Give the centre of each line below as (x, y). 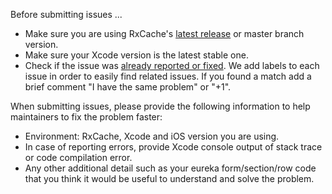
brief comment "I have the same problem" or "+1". (128, 87)
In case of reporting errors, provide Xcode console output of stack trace (173, 147)
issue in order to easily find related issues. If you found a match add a (168, 76)
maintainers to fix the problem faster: (86, 117)
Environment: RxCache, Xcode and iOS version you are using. (152, 136)
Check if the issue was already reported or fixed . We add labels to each (172, 65)
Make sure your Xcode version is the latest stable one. (136, 55)
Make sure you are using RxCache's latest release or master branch (164, 33)
